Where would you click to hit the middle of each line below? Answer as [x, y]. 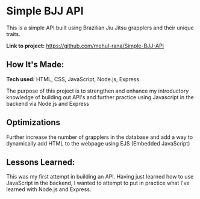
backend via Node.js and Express [48, 103]
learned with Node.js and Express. [49, 189]
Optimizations [33, 122]
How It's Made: [35, 65]
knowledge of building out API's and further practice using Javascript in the [100, 97]
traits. [13, 34]
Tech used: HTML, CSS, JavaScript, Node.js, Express [73, 79]
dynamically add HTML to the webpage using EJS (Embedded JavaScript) [98, 143]
